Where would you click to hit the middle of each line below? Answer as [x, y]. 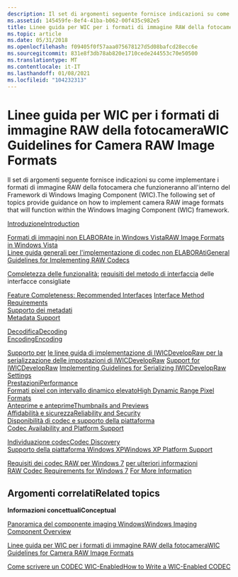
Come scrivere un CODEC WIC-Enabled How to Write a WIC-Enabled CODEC [119, 567]
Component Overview [39, 532]
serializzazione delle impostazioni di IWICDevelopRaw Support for [104, 361]
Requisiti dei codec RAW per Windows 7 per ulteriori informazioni [103, 463]
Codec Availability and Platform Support [66, 428]
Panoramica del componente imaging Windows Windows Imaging [102, 524]
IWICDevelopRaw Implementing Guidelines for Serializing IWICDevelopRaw [117, 368]
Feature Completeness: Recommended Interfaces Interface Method [106, 295]
